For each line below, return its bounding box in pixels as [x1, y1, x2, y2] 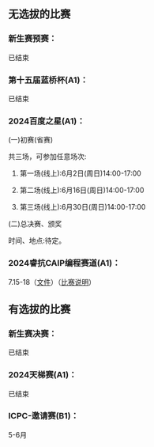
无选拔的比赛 [8, 7, 71, 21]
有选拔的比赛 [8, 302, 71, 316]
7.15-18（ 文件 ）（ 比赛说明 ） [8, 277, 96, 286]
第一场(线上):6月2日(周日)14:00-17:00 [19, 169, 142, 178]
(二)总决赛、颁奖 [8, 219, 62, 229]
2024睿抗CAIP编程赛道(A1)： [8, 258, 121, 269]
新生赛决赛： [8, 328, 58, 339]
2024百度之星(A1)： [8, 116, 85, 127]
